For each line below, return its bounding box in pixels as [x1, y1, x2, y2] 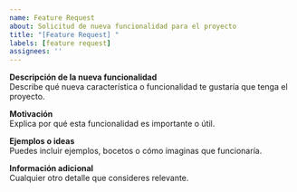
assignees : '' [9, 47, 63, 56]
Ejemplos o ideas [9, 136, 75, 147]
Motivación [9, 109, 53, 120]
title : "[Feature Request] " [9, 30, 120, 39]
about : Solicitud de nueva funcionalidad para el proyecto [9, 22, 237, 31]
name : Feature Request [9, 13, 95, 23]
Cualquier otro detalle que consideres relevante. [9, 173, 189, 184]
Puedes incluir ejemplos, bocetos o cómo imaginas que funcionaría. [9, 146, 263, 157]
